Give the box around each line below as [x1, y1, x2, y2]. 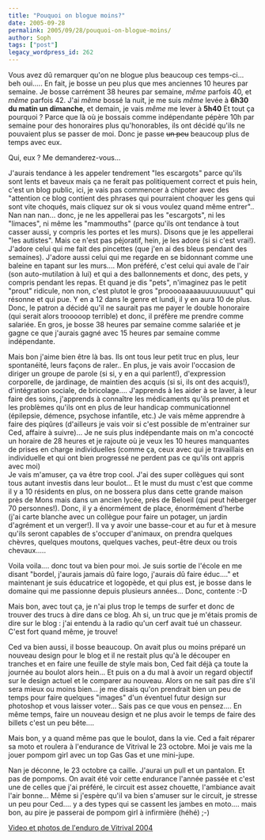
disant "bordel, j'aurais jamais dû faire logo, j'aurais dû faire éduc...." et [8, 570, 240, 578]
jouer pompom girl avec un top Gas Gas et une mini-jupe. [8, 750, 195, 759]
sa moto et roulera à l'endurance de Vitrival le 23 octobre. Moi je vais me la [8, 742, 253, 751]
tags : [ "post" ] [8, 41, 59, 49]
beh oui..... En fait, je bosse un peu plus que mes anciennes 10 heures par [8, 78, 248, 88]
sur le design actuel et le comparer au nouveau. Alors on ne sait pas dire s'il [8, 676, 256, 685]
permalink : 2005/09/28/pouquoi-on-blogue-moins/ [8, 26, 172, 34]
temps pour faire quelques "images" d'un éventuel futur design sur [8, 693, 227, 702]
